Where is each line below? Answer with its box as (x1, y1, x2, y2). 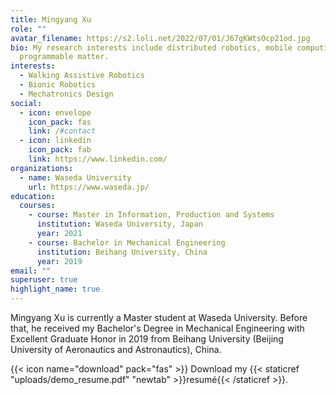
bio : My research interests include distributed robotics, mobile (10, 42, 293, 53)
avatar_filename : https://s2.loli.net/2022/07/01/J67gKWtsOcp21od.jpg (10, 33, 311, 43)
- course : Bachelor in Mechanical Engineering (28, 237, 226, 248)
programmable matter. (19, 52, 110, 62)
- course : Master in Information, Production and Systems (28, 210, 275, 220)
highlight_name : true (10, 284, 101, 295)
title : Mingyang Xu (10, 14, 92, 25)
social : (10, 98, 43, 108)
